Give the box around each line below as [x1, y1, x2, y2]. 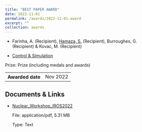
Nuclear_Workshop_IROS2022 [12, 103, 73, 109]
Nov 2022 [45, 73, 69, 80]
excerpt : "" [5, 20, 29, 26]
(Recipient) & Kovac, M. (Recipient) [12, 44, 82, 49]
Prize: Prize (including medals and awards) [5, 62, 91, 68]
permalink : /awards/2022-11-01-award [5, 16, 81, 21]
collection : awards [5, 25, 45, 30]
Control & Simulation [12, 53, 53, 59]
